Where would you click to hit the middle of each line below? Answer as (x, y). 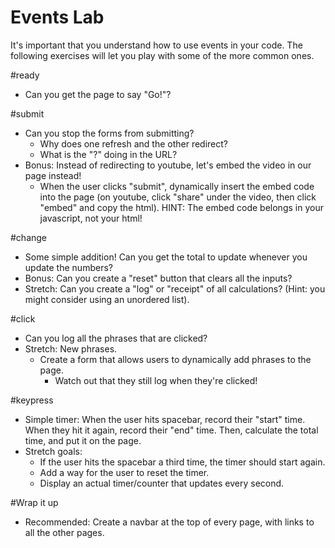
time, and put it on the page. (83, 440)
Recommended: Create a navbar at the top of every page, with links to (169, 522)
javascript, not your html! (91, 218)
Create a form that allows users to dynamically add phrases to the (175, 359)
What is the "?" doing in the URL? (108, 154)
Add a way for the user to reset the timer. (124, 472)
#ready (25, 75)
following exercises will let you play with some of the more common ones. (162, 55)
